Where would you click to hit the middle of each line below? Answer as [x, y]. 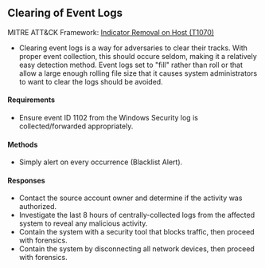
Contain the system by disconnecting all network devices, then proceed [137, 249]
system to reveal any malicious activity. [83, 223]
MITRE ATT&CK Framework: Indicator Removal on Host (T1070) [111, 32]
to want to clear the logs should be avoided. [91, 81]
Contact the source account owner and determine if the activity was [131, 198]
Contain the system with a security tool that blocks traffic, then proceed [137, 232]
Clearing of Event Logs [65, 13]
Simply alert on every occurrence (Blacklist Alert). [101, 162]
